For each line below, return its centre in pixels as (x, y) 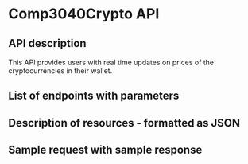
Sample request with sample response (105, 150)
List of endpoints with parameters (94, 96)
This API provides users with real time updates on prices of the (111, 62)
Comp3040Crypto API (84, 14)
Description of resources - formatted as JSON (124, 123)
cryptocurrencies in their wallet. (60, 71)
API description (47, 43)
